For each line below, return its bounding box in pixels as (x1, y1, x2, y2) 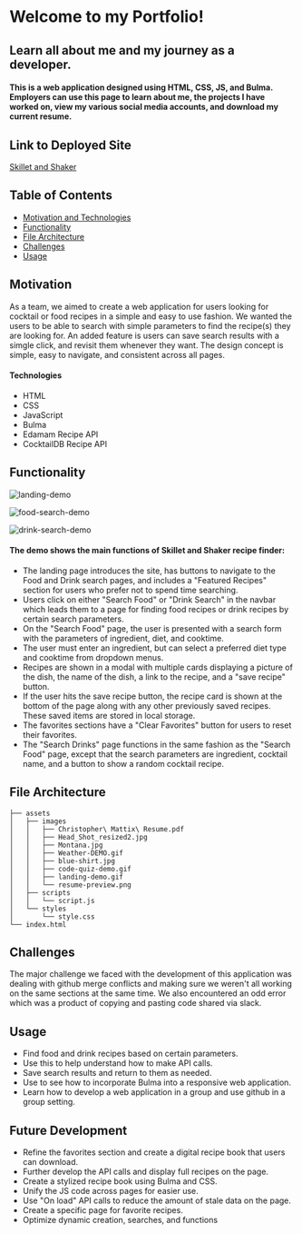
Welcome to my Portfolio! (9, 6, 204, 27)
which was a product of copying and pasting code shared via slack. (9, 998, 262, 1009)
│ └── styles (9, 904, 67, 913)
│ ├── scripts (9, 888, 71, 897)
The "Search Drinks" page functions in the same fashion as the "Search (22, 739, 291, 750)
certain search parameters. (22, 613, 124, 624)
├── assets (9, 809, 51, 818)
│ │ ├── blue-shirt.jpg (9, 856, 116, 865)
